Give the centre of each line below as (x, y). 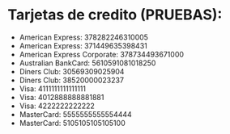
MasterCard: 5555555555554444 (76, 114)
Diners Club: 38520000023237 (72, 80)
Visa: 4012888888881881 (62, 97)
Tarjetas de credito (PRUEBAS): (115, 15)
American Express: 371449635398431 (83, 45)
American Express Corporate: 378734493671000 (101, 54)
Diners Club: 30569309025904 (72, 71)
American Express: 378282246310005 (84, 37)
